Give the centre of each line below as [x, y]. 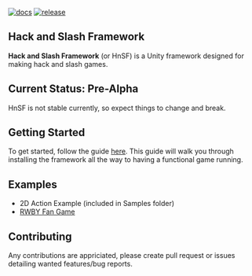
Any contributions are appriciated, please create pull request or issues [122, 256]
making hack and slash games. [58, 64]
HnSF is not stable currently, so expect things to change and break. [117, 108]
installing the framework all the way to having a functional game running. [126, 160]
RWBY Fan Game [47, 212]
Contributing [40, 236]
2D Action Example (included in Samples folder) [97, 204]
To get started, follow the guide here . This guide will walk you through [121, 151]
